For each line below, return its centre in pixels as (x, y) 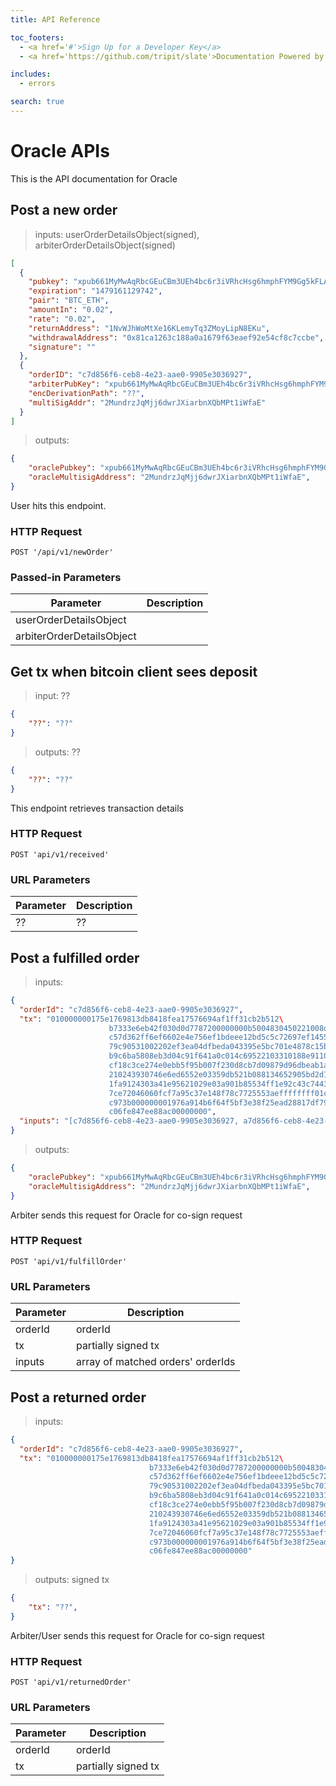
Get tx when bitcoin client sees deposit (134, 671)
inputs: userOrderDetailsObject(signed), (117, 234)
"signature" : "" (62, 347)
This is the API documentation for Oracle (94, 178)
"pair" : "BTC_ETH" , (69, 301)
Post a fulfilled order (75, 957)
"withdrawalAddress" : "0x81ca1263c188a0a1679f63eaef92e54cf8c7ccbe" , (176, 337)
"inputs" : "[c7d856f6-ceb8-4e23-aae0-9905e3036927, (129, 1121)
